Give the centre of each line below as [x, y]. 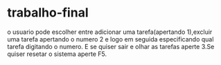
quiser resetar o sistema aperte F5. [57, 54]
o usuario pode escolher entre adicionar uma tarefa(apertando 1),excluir [110, 32]
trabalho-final [48, 13]
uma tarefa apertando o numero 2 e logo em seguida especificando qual [110, 39]
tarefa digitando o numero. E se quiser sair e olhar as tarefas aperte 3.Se [111, 46]
